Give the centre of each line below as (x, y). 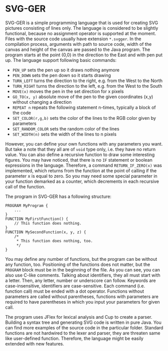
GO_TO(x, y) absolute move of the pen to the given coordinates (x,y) (83, 97)
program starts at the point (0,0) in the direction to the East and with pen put (84, 55)
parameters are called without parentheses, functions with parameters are (82, 296)
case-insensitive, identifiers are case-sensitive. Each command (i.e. (75, 286)
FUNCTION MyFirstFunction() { (37, 219)
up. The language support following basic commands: (61, 60)
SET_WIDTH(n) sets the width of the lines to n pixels (64, 134)
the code (22, 113)
